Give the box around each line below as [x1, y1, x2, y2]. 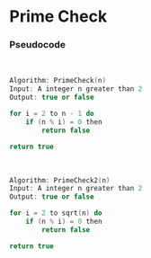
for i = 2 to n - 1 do [9, 110, 94, 119]
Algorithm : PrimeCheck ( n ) [9, 76, 106, 85]
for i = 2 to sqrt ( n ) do [9, 209, 102, 218]
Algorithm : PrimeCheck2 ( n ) [9, 175, 111, 185]
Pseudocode [9, 39, 66, 51]
